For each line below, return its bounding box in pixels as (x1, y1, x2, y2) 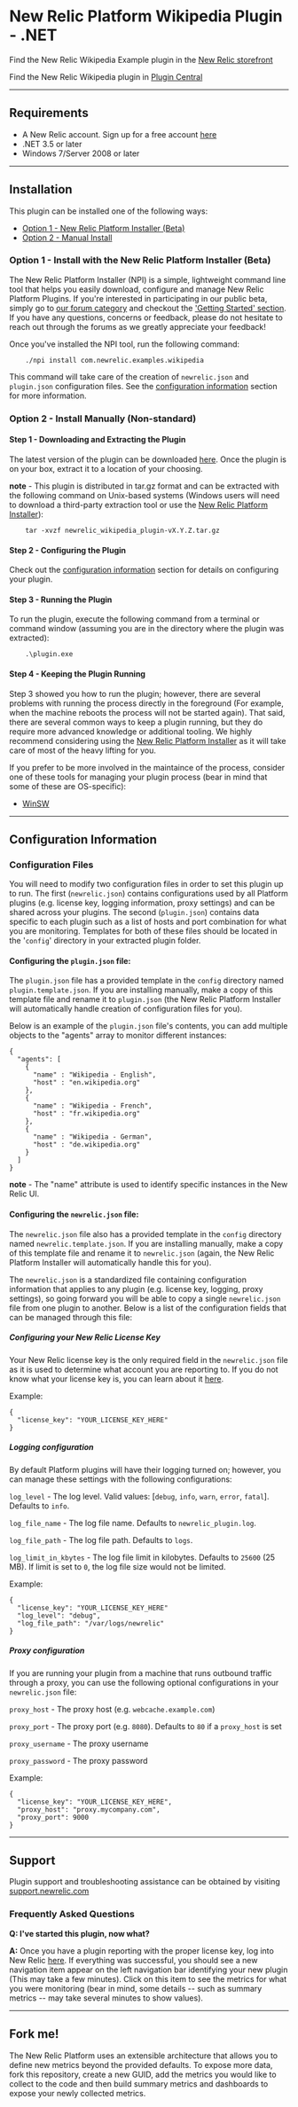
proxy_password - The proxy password (9, 1755, 148, 1766)
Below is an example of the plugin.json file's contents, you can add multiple (9, 1021, 288, 1031)
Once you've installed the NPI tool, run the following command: (9, 339, 240, 349)
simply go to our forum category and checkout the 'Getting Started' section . (9, 302, 286, 313)
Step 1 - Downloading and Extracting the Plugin (9, 435, 186, 445)
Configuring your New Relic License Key (9, 1332, 161, 1343)
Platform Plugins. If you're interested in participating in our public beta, (9, 293, 268, 303)
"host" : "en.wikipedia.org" (32, 1078, 141, 1087)
